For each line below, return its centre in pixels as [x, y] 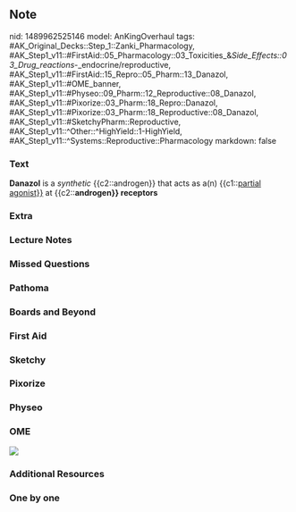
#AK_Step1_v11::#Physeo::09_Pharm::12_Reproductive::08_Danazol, [133, 93]
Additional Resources [57, 474]
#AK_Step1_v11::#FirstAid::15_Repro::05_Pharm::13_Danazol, [119, 74]
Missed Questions [50, 264]
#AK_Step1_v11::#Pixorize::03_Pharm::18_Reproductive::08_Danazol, [134, 112]
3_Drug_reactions [42, 64]
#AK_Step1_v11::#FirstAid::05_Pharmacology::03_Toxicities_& [121, 55]
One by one [35, 498]
